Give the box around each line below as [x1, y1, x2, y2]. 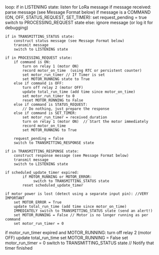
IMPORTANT [5, 196, 25, 201]
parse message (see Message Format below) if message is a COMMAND [5, 9, 151, 15]
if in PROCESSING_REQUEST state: [5, 55, 73, 60]
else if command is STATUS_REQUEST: [14, 102, 88, 107]
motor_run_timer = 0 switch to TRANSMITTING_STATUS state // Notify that [5, 240, 154, 246]
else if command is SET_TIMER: [14, 111, 77, 116]
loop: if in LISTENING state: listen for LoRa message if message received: [5, 4, 152, 10]
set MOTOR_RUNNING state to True [22, 77, 90, 82]
